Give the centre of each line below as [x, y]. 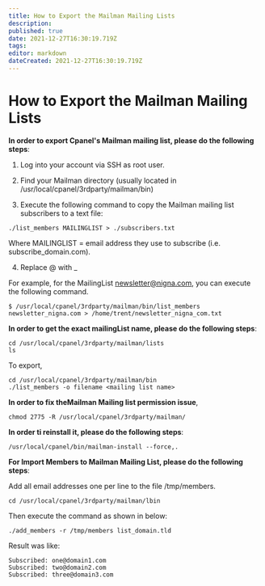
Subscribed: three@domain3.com [61, 575]
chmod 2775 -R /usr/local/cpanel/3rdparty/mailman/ [97, 417]
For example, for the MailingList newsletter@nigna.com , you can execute [130, 283]
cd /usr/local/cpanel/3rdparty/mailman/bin [83, 380]
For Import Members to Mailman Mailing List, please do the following [126, 462]
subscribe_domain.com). [50, 251]
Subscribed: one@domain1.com [57, 560]
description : [30, 23]
